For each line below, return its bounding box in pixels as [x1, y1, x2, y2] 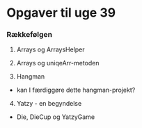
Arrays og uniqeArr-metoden [16, 59, 100, 67]
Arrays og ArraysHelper [16, 45, 85, 54]
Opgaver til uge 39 [6, 5, 116, 21]
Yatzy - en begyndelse [16, 99, 82, 108]
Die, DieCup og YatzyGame [16, 113, 95, 121]
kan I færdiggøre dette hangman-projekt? [16, 86, 136, 95]
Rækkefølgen [6, 30, 53, 40]
